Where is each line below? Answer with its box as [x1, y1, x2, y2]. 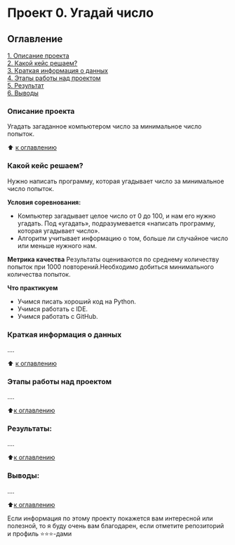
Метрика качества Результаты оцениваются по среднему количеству [7, 255, 220, 263]
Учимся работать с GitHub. [17, 312, 98, 320]
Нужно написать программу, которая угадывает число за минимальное [7, 177, 224, 185]
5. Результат [7, 81, 44, 89]
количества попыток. [7, 270, 72, 278]
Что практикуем [7, 283, 58, 292]
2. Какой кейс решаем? [7, 59, 78, 67]
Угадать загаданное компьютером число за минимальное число [7, 122, 202, 131]
